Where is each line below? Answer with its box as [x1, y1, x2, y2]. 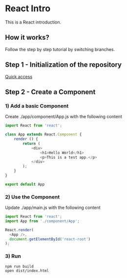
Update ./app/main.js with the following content [5, 204, 101, 211]
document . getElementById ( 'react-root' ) [9, 236, 91, 242]
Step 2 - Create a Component [5, 88, 96, 96]
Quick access [5, 74, 33, 79]
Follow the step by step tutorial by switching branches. [5, 46, 115, 52]
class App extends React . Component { [5, 132, 82, 137]
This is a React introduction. [5, 19, 62, 25]
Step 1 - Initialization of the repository [5, 61, 122, 69]
